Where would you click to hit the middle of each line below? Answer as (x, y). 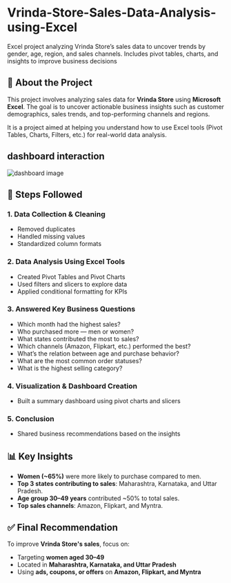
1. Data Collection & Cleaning (56, 214)
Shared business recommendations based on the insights (99, 434)
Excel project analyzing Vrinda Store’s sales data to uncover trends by (106, 46)
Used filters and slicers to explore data (72, 284)
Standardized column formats (59, 244)
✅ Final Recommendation (63, 528)
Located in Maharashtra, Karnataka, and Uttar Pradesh (97, 565)
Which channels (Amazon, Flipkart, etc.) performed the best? (104, 346)
